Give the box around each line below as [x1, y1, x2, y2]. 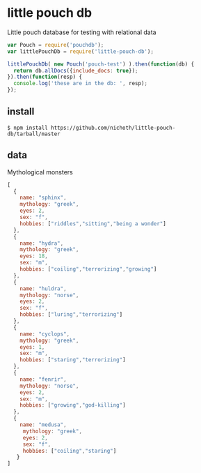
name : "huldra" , [19, 285, 67, 292]
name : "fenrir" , [19, 375, 67, 383]
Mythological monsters [7, 167, 73, 176]
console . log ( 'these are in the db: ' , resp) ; [13, 80, 148, 87]
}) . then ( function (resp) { [7, 73, 82, 81]
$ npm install [7, 124, 49, 131]
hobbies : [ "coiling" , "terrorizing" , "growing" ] [19, 266, 157, 273]
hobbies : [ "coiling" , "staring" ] [22, 447, 117, 454]
